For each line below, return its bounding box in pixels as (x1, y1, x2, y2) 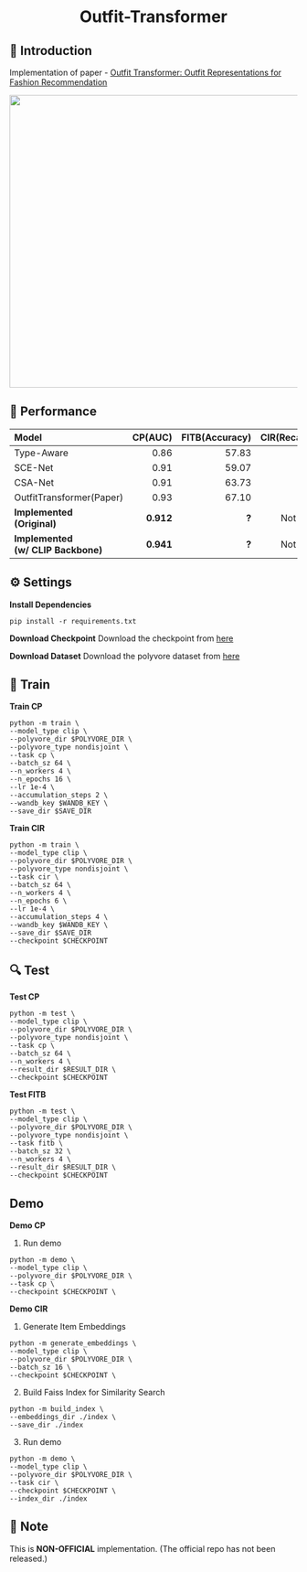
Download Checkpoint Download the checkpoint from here (9, 633, 234, 644)
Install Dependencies (9, 599, 92, 610)
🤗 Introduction (9, 43, 93, 59)
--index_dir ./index (9, 1494, 89, 1503)
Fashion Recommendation (9, 77, 108, 88)
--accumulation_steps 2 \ (9, 791, 108, 800)
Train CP (9, 701, 43, 712)
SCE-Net (14, 461, 54, 474)
